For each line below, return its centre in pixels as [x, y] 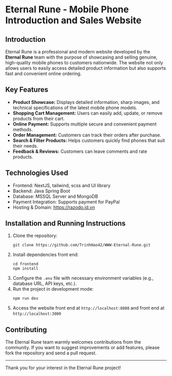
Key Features [27, 90]
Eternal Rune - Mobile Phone [67, 10]
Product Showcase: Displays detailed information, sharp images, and [86, 102]
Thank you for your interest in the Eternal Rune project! [63, 368]
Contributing [26, 329]
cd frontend [25, 264]
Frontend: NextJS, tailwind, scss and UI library [62, 185]
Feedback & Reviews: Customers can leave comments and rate [80, 151]
